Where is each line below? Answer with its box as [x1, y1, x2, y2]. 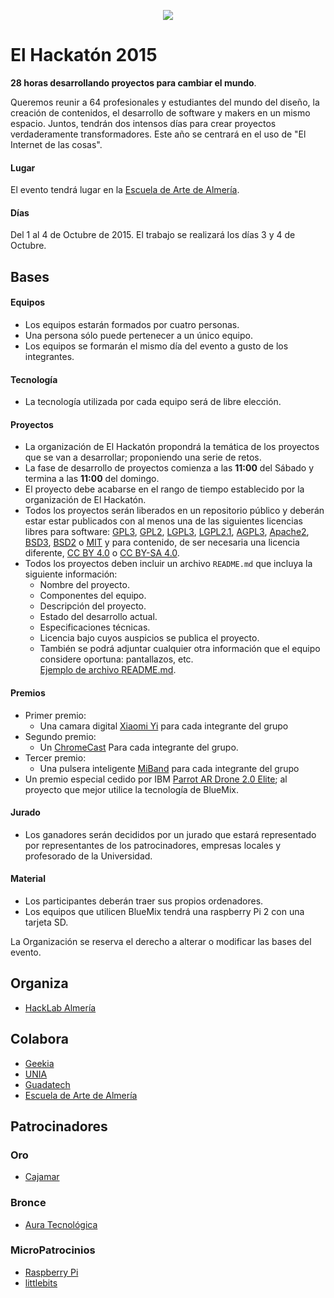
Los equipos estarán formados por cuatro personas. [24, 318, 240, 330]
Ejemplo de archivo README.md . [39, 664, 177, 676]
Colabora [10, 1031, 69, 1048]
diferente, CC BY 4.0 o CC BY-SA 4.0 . [24, 547, 180, 559]
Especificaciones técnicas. [39, 621, 151, 634]
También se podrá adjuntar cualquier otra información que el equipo [39, 643, 321, 655]
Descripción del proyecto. [39, 600, 147, 612]
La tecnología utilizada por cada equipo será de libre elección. [24, 396, 282, 408]
